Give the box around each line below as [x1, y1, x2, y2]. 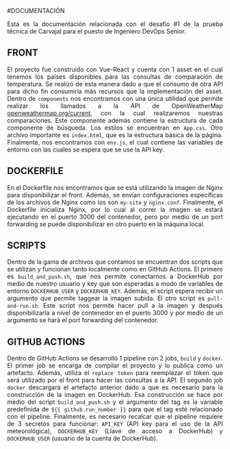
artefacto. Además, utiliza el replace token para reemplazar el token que [7, 369, 223, 377]
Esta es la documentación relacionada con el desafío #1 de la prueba [7, 20, 223, 28]
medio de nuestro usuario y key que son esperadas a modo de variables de [7, 280, 223, 288]
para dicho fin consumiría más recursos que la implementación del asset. [7, 87, 223, 95]
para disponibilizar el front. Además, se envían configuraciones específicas [7, 191, 223, 199]
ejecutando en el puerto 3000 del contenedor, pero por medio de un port [7, 213, 223, 221]
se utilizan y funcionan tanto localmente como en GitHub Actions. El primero [7, 265, 223, 274]
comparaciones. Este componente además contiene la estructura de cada [7, 116, 223, 124]
